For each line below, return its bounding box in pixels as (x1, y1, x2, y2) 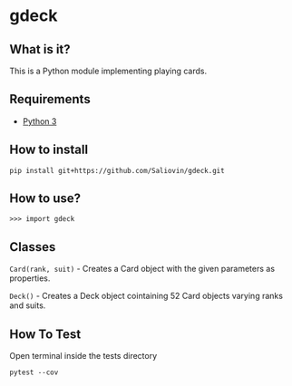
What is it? (9, 42, 71, 57)
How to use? (9, 191, 82, 207)
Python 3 (22, 115, 57, 127)
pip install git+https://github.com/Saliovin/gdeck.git (9, 166, 225, 175)
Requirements (9, 92, 91, 107)
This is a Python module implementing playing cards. (9, 65, 207, 76)
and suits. (9, 300, 46, 311)
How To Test (9, 326, 82, 342)
